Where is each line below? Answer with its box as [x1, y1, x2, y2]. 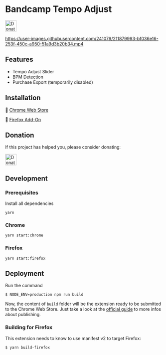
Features [5, 55, 33, 64]
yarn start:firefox [5, 256, 46, 261]
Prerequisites [5, 189, 38, 196]
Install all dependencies [5, 200, 54, 206]
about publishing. [5, 312, 41, 318]
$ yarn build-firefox [5, 345, 50, 350]
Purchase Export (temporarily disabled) [12, 79, 93, 85]
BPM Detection [12, 74, 43, 80]
